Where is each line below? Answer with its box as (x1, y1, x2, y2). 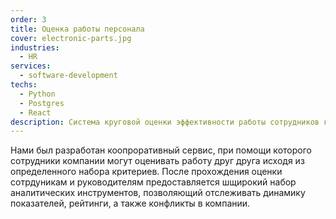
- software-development (19, 71, 118, 81)
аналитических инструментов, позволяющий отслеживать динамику (10, 187, 306, 199)
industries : (10, 42, 60, 53)
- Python (19, 89, 56, 99)
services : (10, 61, 52, 71)
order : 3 (10, 14, 47, 25)
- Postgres (19, 98, 65, 108)
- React (19, 107, 52, 118)
